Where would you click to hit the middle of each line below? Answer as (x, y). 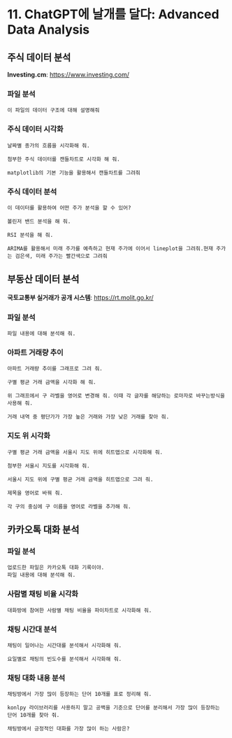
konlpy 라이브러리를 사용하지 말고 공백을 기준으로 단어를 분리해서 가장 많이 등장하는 (114, 708)
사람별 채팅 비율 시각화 (43, 594)
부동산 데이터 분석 (43, 279)
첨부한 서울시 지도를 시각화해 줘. (49, 466)
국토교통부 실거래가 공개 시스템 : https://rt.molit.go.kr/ (80, 297)
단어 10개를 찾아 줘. (34, 716)
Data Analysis (49, 30)
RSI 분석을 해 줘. (30, 235)
